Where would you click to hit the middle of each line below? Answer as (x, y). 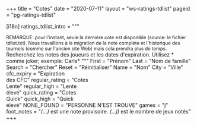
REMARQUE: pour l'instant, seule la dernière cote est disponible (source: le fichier (96, 37)
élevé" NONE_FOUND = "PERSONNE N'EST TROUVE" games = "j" (87, 105)
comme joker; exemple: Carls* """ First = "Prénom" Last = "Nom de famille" (99, 61)
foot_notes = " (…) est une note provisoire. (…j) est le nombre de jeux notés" (99, 111)
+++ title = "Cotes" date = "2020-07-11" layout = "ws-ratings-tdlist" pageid (98, 9)
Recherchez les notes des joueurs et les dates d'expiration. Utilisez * (90, 55)
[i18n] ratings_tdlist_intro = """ (43, 26)
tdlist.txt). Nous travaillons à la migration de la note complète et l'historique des (93, 43)
